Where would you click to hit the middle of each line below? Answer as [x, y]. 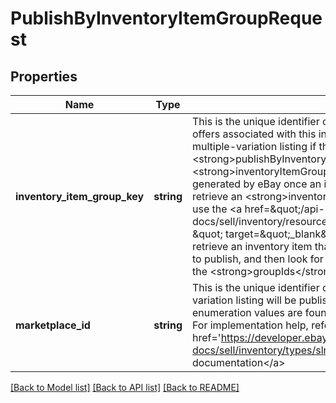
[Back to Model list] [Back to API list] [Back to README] [125, 387]
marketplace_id [53, 325]
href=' [206, 337]
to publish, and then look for [257, 259]
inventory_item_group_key [80, 196]
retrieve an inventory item [252, 246]
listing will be [266, 300]
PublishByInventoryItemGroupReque [166, 18]
